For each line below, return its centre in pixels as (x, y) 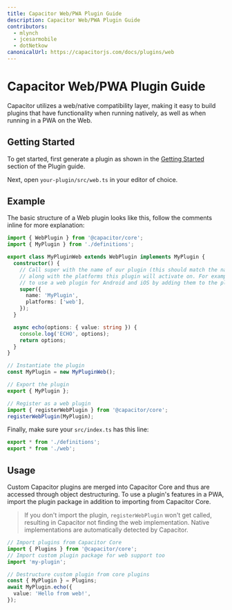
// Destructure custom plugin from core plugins (78, 574)
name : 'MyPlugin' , (52, 296)
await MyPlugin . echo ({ (40, 587)
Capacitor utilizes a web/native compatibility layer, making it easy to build (112, 105)
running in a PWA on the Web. (50, 120)
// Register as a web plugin (49, 403)
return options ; (43, 340)
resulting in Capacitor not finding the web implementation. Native (117, 522)
